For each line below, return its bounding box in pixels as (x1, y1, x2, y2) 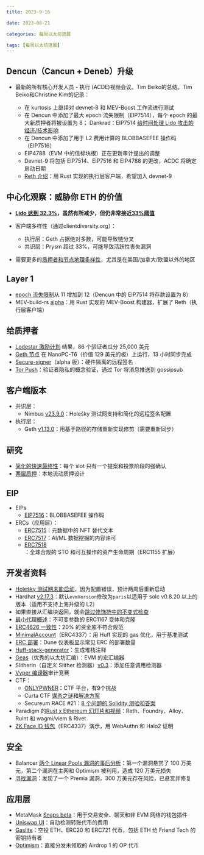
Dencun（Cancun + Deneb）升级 (6, 66, 134, 76)
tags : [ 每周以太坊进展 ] (6, 42, 60, 48)
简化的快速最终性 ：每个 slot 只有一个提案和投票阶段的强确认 (15, 463, 166, 470)
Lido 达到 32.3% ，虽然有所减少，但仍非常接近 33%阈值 (15, 209, 155, 216)
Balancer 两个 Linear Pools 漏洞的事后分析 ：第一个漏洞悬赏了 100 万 (15, 759, 187, 767)
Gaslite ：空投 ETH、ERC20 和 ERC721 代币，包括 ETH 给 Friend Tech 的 (15, 826, 196, 834)
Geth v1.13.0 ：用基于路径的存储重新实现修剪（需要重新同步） (24, 425, 177, 433)
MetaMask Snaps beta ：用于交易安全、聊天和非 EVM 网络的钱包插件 (15, 811, 188, 818)
